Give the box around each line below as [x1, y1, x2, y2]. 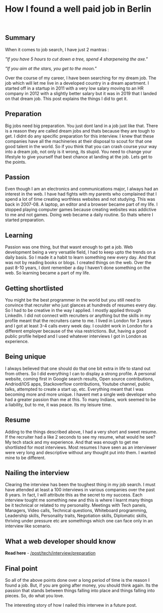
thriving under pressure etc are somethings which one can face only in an [5, 518, 153, 524]
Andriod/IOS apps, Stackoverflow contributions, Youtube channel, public [5, 381, 151, 387]
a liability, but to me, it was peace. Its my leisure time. [5, 402, 112, 407]
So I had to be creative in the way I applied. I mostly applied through [5, 307, 142, 313]
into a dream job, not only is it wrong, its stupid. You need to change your [5, 149, 152, 154]
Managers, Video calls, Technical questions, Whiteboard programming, [5, 508, 147, 514]
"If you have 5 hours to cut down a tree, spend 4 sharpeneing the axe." [5, 56, 148, 62]
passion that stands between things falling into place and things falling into [5, 588, 155, 594]
